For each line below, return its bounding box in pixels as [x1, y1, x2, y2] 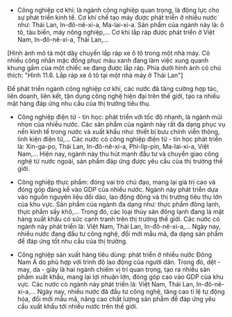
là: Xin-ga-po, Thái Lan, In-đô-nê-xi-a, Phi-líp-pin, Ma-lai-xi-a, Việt [17, 143, 210, 150]
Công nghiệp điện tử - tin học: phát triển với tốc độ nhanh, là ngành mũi [17, 113, 222, 121]
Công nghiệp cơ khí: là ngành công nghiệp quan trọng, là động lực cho [17, 6, 220, 14]
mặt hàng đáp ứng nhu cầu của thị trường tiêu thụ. [7, 99, 151, 107]
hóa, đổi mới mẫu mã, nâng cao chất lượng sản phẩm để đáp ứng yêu [17, 295, 216, 303]
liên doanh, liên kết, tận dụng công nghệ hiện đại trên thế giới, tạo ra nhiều [7, 92, 220, 100]
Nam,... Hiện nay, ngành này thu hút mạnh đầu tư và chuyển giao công [17, 149, 219, 158]
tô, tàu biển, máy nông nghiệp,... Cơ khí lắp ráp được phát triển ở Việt [17, 28, 215, 36]
